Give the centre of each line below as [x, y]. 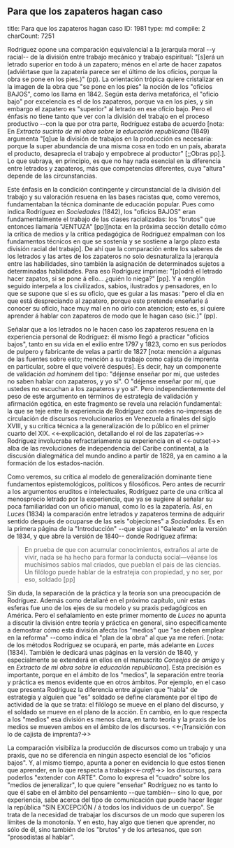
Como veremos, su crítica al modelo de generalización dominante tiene [110, 476]
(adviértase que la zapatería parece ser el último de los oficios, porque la [112, 71]
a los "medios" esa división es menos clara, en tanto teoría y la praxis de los [117, 719]
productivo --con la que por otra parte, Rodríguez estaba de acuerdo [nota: [116, 123]
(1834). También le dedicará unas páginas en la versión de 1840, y [103, 652]
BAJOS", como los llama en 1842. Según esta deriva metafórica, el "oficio [113, 94]
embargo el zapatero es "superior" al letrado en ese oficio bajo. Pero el [110, 108]
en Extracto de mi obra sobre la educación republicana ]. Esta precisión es [114, 667]
